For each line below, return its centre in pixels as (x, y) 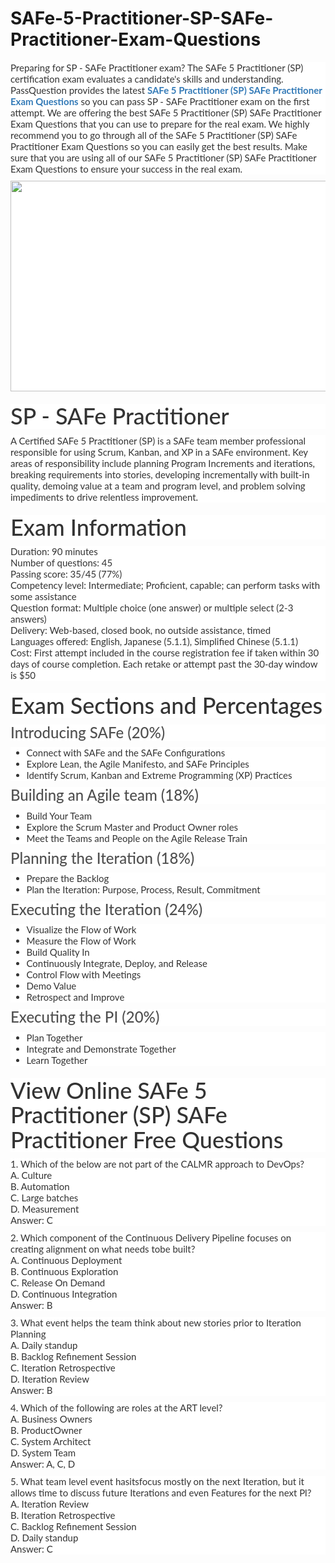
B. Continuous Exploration (64, 1271)
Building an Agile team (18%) (104, 795)
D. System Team (43, 1453)
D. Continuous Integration (64, 1294)
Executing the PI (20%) (85, 1017)
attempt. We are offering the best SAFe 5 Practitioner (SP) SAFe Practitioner (166, 112)
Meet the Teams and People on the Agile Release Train (137, 838)
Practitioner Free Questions (147, 1139)
